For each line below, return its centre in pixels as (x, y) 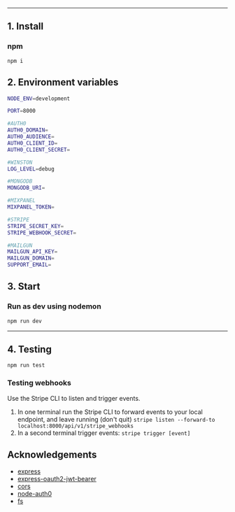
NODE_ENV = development (39, 99)
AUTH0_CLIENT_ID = (33, 143)
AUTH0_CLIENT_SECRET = (39, 150)
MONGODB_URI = (26, 188)
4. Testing (30, 349)
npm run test (26, 365)
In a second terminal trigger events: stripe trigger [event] (104, 433)
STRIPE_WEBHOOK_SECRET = (42, 233)
